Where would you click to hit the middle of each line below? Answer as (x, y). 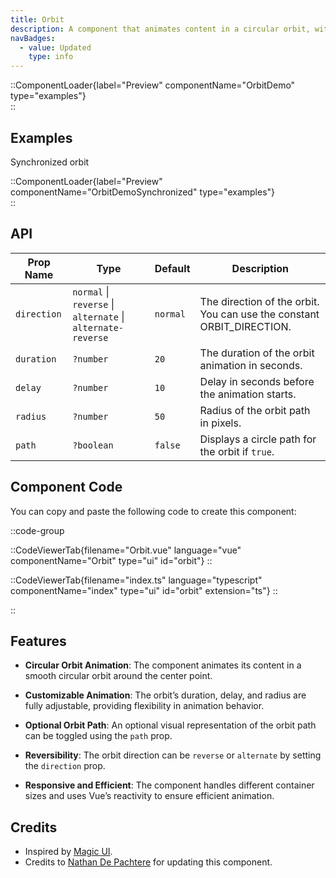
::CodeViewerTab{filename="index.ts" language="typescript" (136, 580)
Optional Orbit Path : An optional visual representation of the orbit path (170, 725)
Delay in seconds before (257, 381)
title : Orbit (37, 19)
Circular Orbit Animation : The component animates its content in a (163, 665)
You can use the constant (259, 314)
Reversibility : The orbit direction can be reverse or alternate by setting (173, 755)
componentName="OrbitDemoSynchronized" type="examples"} (143, 192)
